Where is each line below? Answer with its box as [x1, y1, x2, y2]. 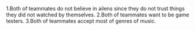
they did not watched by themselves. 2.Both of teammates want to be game [6, 11, 190, 18]
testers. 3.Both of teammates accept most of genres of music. [6, 18, 156, 24]
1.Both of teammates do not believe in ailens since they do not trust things [6, 5, 185, 12]
